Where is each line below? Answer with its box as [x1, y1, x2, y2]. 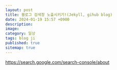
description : [5, 21, 33, 27]
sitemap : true [5, 45, 36, 50]
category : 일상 [5, 31, 36, 36]
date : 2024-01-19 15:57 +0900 [5, 17, 70, 22]
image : [5, 26, 19, 31]
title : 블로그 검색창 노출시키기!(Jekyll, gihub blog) [5, 12, 113, 17]
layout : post [5, 7, 33, 13]
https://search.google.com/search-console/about [5, 59, 110, 65]
